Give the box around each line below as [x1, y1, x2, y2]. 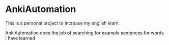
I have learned [5, 35, 36, 41]
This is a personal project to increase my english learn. [5, 20, 120, 26]
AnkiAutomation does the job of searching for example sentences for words [5, 29, 164, 35]
